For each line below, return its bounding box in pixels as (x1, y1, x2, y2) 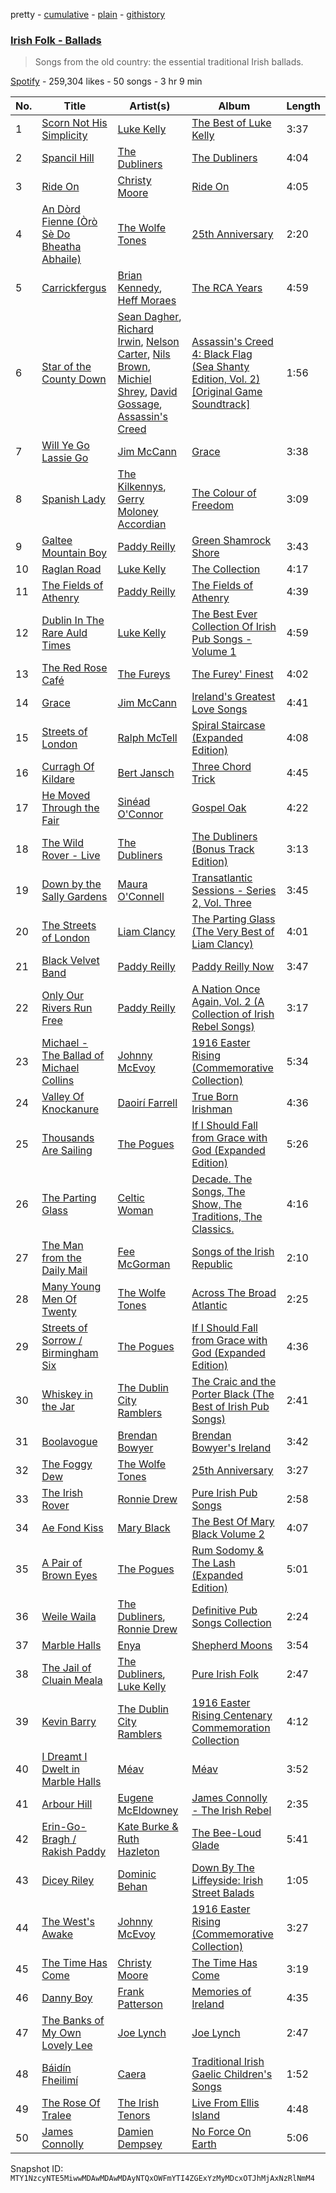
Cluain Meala (41, 1674, 103, 1688)
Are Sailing (41, 1144, 93, 1158)
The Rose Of (41, 2096, 101, 2110)
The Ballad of (41, 1049, 105, 1063)
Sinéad (117, 795, 151, 809)
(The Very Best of (191, 925, 275, 939)
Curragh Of (41, 760, 95, 774)
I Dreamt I (41, 1750, 88, 1764)
